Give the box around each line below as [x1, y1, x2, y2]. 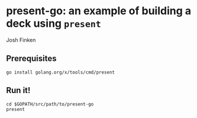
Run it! [6, 85, 31, 95]
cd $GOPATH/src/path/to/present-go [6, 101, 94, 107]
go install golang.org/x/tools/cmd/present [6, 69, 115, 75]
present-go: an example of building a [6, 4, 192, 18]
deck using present [6, 17, 102, 30]
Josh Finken [6, 36, 36, 43]
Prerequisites [6, 53, 57, 63]
